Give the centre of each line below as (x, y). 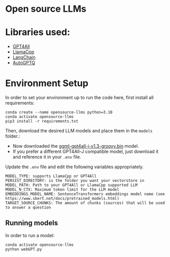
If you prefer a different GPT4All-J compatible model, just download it (86, 152)
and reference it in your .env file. (47, 157)
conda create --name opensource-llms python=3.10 (59, 112)
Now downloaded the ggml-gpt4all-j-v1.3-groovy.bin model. (76, 146)
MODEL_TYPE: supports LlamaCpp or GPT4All (51, 176)
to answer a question (28, 207)
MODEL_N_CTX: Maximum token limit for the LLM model (62, 190)
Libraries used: (38, 32)
